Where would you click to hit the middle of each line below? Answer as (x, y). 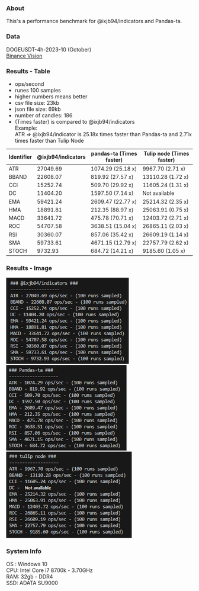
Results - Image (29, 268)
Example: (26, 128)
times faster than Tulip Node (49, 140)
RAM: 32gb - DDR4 (30, 577)
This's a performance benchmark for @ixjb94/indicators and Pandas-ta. (94, 21)
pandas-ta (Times (114, 154)
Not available (158, 193)
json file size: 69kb (38, 109)
